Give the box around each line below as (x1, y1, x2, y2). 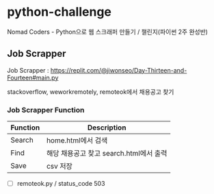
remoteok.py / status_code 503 (16, 180, 105, 188)
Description (87, 123, 126, 132)
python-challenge (7, 4, 111, 20)
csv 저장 (46, 162, 73, 171)
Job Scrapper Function (7, 105, 85, 114)
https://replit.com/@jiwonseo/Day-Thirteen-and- (50, 66, 187, 74)
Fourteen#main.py (7, 73, 59, 82)
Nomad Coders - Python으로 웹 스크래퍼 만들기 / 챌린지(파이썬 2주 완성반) (7, 27, 209, 36)
